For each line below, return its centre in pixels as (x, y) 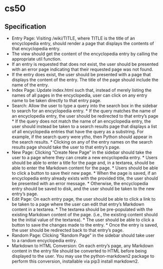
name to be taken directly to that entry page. (56, 100)
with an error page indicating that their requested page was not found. (82, 69)
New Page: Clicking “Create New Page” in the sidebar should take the (82, 152)
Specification (25, 27)
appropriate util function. (36, 59)
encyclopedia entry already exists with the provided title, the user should (85, 178)
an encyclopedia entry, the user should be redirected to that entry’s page (85, 116)
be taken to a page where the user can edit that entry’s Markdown (78, 204)
